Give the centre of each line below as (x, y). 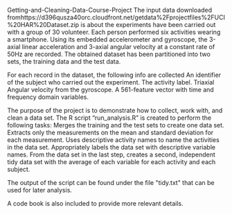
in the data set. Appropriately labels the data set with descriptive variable (111, 147)
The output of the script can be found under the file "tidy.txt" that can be (111, 182)
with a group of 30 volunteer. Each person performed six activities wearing (114, 32)
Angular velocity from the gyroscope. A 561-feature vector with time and (111, 90)
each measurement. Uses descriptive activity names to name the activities (113, 140)
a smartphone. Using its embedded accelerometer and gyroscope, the (107, 39)
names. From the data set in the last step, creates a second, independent (111, 154)
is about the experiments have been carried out (148, 25)
